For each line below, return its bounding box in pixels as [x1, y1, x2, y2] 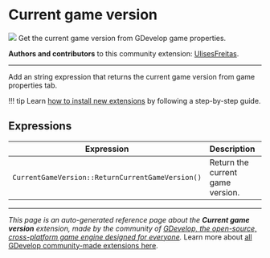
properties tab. [8, 80, 58, 90]
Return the [209, 157, 249, 168]
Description [209, 143, 256, 154]
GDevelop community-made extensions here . [8, 240, 158, 250]
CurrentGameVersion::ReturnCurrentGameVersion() [12, 173, 202, 182]
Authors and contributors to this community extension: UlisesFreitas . [8, 48, 239, 58]
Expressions [8, 119, 72, 133]
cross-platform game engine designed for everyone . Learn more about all [8, 231, 252, 242]
